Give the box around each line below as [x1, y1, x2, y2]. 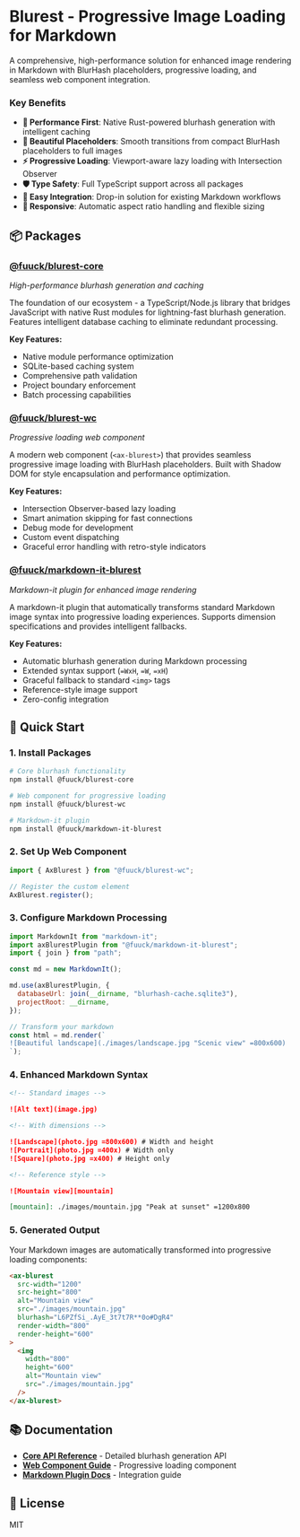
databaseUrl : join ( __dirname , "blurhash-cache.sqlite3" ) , [17, 990, 239, 999]
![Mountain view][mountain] [9, 1186, 115, 1195]
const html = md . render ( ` [9, 1030, 106, 1040]
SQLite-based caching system [21, 361, 134, 371]
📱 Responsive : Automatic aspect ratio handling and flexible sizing [21, 201, 265, 212]
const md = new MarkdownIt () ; [9, 965, 123, 974]
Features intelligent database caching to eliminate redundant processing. [9, 316, 279, 327]
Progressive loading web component [9, 432, 145, 443]
